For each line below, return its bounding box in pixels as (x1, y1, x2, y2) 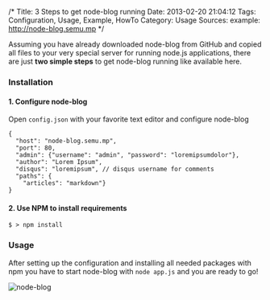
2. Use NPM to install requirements (8, 203, 127, 212)
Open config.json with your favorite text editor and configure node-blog (8, 114, 249, 124)
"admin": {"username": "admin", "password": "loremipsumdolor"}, (15, 151, 240, 159)
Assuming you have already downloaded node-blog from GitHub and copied (8, 39, 262, 49)
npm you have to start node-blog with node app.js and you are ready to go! (8, 266, 259, 276)
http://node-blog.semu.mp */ (8, 24, 105, 33)
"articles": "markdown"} (23, 179, 106, 187)
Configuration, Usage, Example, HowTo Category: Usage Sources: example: (8, 15, 260, 25)
